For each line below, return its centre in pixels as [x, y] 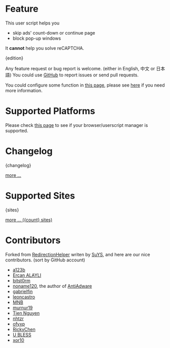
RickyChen [24, 329]
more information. [24, 90]
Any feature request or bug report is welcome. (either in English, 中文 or [80, 68]
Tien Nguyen [26, 313]
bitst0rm [21, 280]
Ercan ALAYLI [27, 275]
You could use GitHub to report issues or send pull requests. [75, 75]
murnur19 [23, 307]
